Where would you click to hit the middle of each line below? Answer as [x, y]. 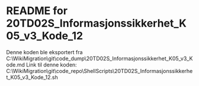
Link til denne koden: [51, 64]
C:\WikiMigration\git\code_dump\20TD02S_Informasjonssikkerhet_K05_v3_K [99, 58]
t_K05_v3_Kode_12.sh [32, 77]
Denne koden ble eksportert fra [44, 52]
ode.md [15, 64]
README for [37, 11]
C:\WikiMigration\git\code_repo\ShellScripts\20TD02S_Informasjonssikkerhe [99, 71]
